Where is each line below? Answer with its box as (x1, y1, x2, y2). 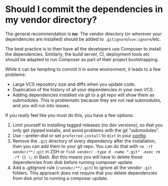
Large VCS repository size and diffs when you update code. (12, 81, 136, 87)
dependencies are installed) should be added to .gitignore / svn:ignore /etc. (5, 36, 161, 42)
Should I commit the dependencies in (5, 4, 163, 15)
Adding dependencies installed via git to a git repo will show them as (12, 92, 154, 98)
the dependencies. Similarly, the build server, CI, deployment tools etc (5, 51, 150, 57)
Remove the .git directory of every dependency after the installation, (12, 138, 156, 144)
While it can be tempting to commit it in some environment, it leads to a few (5, 66, 161, 72)
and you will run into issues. (12, 102, 70, 108)
